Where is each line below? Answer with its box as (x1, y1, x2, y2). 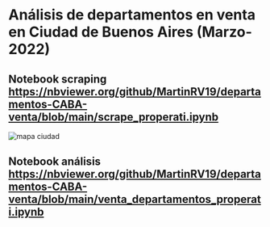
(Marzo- (196, 23, 252, 41)
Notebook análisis (8, 155, 102, 169)
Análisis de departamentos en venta (8, 6, 256, 24)
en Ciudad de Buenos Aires (8, 23, 193, 41)
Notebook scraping (8, 72, 107, 86)
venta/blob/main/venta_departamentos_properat (8, 192, 262, 207)
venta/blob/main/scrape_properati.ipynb (8, 110, 219, 124)
